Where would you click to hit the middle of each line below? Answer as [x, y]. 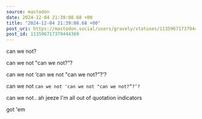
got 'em [16, 109]
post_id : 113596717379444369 [43, 34]
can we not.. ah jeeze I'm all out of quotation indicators [74, 98]
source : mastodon [28, 12]
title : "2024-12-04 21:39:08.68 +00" [54, 23]
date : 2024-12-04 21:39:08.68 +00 [50, 17]
